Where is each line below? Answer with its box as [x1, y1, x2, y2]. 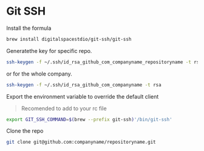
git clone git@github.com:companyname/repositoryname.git [6, 139, 156, 146]
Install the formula [6, 24, 52, 32]
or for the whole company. [6, 70, 73, 77]
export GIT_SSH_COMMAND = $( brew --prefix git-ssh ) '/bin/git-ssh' [6, 116, 172, 122]
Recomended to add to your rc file [21, 105, 107, 112]
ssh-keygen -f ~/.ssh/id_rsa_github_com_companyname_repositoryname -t [6, 59, 191, 65]
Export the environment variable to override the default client [6, 93, 159, 100]
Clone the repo [6, 127, 44, 135]
